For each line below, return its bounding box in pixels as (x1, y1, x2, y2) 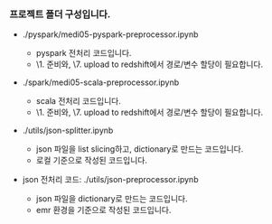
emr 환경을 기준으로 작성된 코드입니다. (35, 205, 172, 216)
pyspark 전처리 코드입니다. (35, 48, 132, 59)
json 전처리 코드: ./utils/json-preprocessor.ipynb (22, 174, 199, 185)
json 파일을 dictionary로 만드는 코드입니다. (35, 193, 188, 204)
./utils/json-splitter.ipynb (22, 125, 114, 136)
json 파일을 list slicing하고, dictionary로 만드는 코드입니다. (35, 144, 244, 154)
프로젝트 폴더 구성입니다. (9, 7, 111, 20)
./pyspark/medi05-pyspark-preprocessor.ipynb (22, 29, 199, 40)
